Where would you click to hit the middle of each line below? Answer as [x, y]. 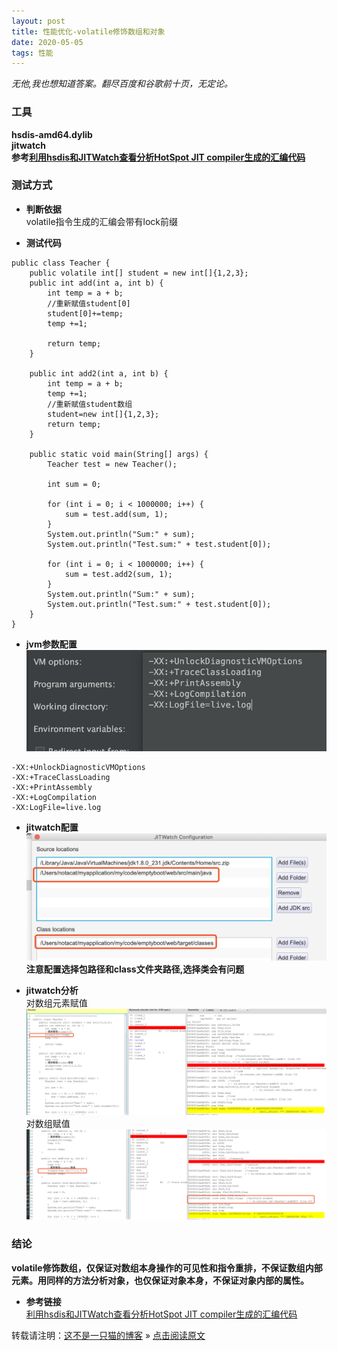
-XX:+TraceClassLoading [61, 778]
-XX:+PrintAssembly [52, 788]
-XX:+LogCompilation [54, 798]
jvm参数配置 [51, 644]
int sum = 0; [74, 484]
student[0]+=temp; [85, 313]
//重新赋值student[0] [89, 303]
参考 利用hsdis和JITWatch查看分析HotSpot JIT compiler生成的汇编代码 [158, 157]
